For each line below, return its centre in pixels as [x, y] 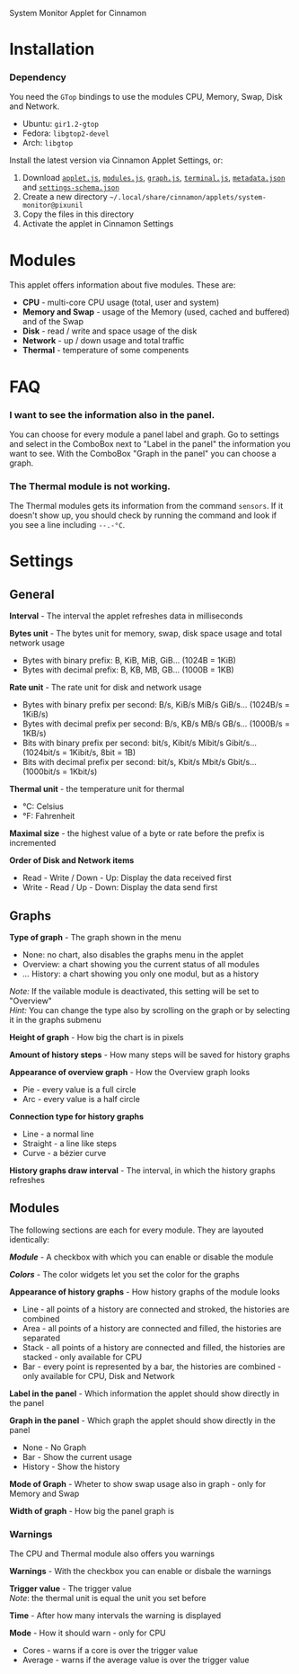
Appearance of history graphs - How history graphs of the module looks [145, 1291]
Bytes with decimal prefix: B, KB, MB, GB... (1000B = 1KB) [128, 670]
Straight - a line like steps [69, 1144]
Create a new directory [65, 197]
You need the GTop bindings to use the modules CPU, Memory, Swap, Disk [146, 97]
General [32, 594]
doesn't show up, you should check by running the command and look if [143, 515]
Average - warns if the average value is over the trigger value [136, 1660]
